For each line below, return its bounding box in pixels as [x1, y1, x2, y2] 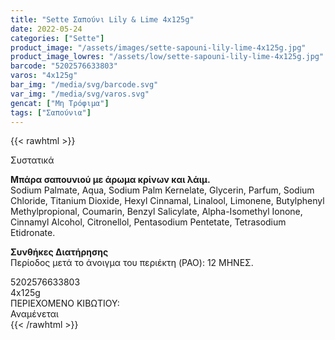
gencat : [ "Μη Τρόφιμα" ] [10, 98, 110, 108]
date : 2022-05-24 [10, 24, 83, 34]
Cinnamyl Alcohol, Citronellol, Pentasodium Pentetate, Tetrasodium [10, 216, 287, 228]
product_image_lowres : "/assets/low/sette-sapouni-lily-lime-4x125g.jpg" [10, 52, 325, 62]
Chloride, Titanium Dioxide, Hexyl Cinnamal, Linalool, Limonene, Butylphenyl [10, 195, 325, 207]
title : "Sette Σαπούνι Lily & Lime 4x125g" [10, 14, 195, 25]
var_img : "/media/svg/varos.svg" [10, 89, 150, 99]
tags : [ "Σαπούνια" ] [10, 107, 92, 118]
